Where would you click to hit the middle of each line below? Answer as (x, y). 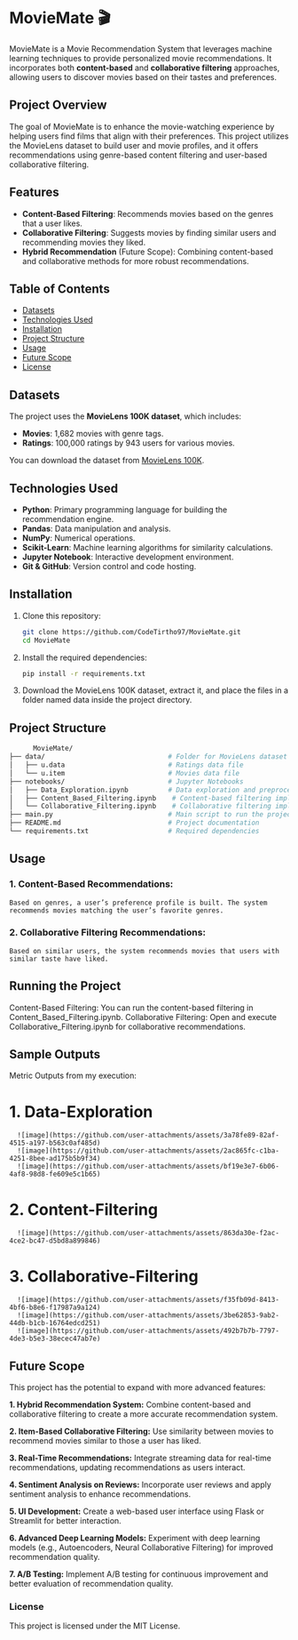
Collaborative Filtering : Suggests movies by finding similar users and (149, 232)
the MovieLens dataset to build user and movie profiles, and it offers (134, 145)
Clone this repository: (61, 615)
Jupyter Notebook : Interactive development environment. (128, 557)
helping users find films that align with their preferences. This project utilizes (149, 136)
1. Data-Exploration (81, 1111)
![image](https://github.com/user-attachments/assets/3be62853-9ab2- (148, 1315)
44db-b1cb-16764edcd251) (55, 1323)
